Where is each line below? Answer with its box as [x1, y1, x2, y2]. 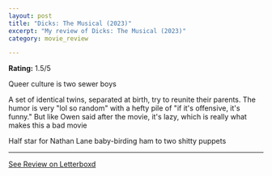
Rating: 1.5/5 [8, 64, 51, 73]
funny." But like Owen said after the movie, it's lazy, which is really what [8, 112, 247, 122]
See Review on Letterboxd [8, 159, 96, 170]
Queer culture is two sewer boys [8, 79, 117, 89]
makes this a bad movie [8, 120, 87, 130]
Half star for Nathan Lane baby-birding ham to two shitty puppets [8, 136, 227, 146]
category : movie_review [8, 34, 89, 43]
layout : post [8, 11, 53, 20]
